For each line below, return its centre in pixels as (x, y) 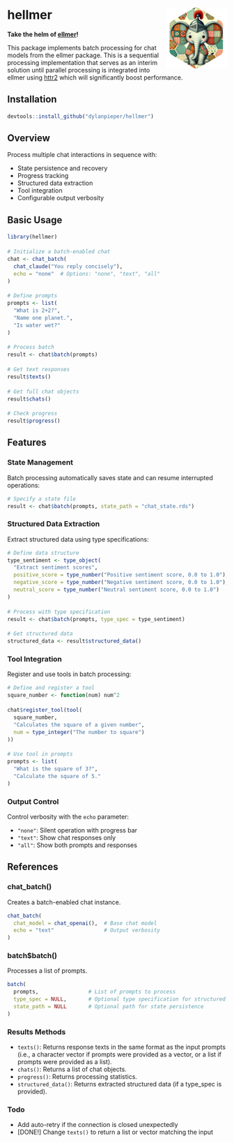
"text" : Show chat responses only (67, 837)
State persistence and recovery (62, 168)
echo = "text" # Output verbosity (87, 931)
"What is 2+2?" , (37, 311)
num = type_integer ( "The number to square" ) (79, 732)
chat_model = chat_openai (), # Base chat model (85, 923)
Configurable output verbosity (61, 198)
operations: (24, 485)
